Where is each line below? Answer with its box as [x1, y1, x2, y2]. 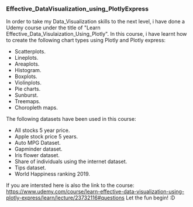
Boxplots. [14, 73, 37, 80]
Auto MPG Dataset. [14, 140, 61, 147]
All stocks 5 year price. [14, 127, 70, 134]
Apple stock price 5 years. [14, 133, 78, 140]
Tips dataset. [14, 164, 47, 171]
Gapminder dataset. [14, 145, 63, 152]
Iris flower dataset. [14, 152, 60, 159]
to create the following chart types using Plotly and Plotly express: [6, 37, 166, 44]
